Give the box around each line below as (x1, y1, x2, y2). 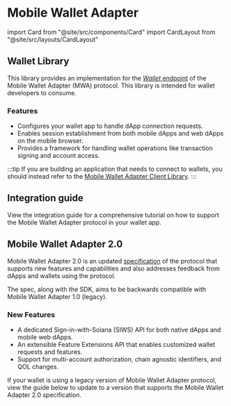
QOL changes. (17, 362, 59, 371)
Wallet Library (7, 56, 70, 67)
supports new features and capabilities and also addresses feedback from (7, 264, 221, 273)
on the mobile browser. (17, 137, 83, 145)
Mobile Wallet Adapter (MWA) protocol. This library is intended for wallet (7, 81, 215, 90)
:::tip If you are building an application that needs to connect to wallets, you (7, 165, 223, 173)
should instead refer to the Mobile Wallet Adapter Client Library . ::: (7, 172, 197, 181)
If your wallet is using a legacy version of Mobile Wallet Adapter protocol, (7, 375, 217, 384)
